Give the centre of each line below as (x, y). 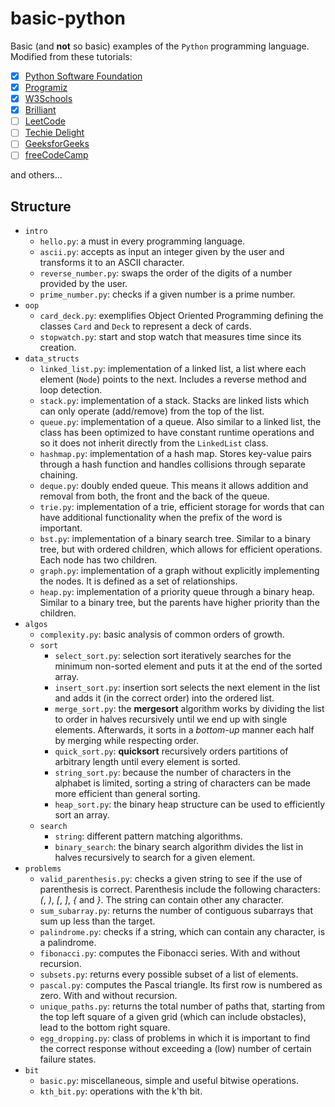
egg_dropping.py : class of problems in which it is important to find (175, 1038)
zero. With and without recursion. (108, 996)
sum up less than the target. (97, 921)
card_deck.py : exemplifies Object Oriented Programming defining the (181, 316)
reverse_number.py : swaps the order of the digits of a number (166, 273)
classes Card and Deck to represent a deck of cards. (145, 326)
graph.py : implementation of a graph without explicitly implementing (179, 571)
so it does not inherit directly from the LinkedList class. (154, 443)
